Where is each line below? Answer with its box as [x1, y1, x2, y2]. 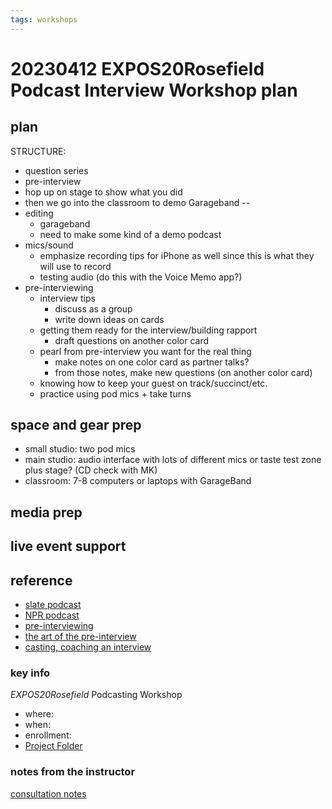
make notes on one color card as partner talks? [54, 356, 250, 368]
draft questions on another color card [54, 334, 210, 346]
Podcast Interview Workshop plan [10, 79, 298, 101]
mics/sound [24, 239, 74, 251]
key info [10, 666, 51, 680]
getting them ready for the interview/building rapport [39, 324, 258, 336]
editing [24, 207, 54, 219]
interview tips [39, 292, 96, 304]
